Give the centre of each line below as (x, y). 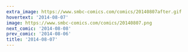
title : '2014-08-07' (32, 39)
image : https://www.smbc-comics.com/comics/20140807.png (79, 23)
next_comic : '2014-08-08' (39, 28)
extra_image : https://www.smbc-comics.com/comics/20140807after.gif (94, 12)
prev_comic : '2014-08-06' (39, 34)
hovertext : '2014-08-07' (37, 17)
